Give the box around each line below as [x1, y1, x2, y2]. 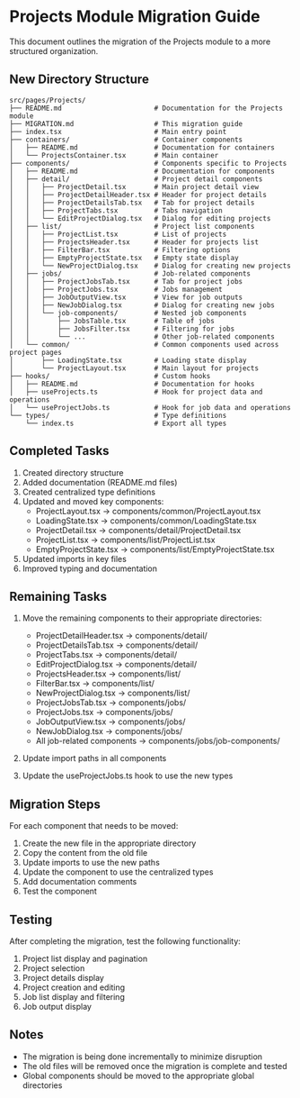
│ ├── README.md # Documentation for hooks [9, 379, 255, 388]
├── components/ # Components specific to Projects [9, 159, 287, 168]
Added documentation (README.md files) [22, 476, 178, 487]
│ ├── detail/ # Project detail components [9, 174, 263, 184]
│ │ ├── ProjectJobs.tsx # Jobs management [9, 285, 223, 294]
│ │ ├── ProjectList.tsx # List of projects [9, 230, 227, 239]
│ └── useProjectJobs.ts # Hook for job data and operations [9, 403, 292, 412]
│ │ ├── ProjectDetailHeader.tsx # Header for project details [9, 190, 268, 199]
